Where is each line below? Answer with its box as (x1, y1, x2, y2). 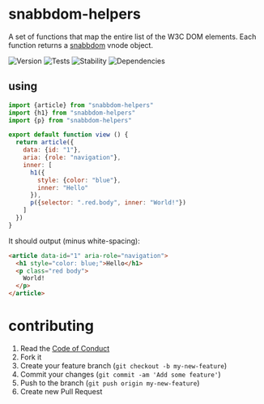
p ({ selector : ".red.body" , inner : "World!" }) (29, 199, 186, 207)
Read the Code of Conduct (19, 343, 110, 353)
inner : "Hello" (37, 183, 89, 191)
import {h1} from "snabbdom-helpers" (8, 109, 136, 117)
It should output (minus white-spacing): (8, 236, 140, 246)
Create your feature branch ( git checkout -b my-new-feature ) (19, 360, 228, 370)
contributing (8, 317, 95, 335)
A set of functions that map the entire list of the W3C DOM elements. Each (8, 32, 257, 41)
